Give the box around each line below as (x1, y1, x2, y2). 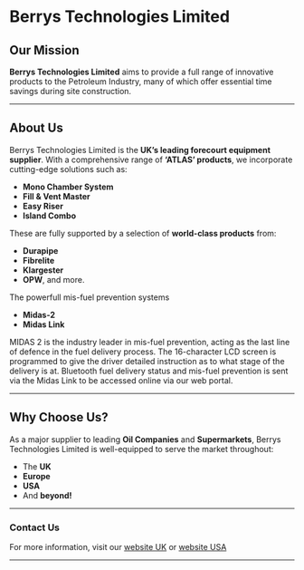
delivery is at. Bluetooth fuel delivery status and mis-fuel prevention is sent (9, 365, 289, 376)
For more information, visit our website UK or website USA (9, 541, 227, 552)
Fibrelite (22, 255, 55, 266)
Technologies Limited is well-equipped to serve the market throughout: (9, 443, 274, 454)
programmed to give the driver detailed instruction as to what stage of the (9, 355, 285, 366)
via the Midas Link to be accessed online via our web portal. (9, 374, 233, 386)
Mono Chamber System (22, 181, 114, 192)
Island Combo (22, 210, 77, 221)
